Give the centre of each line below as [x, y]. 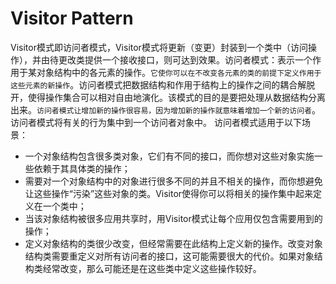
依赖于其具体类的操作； [82, 168]
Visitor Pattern [72, 18]
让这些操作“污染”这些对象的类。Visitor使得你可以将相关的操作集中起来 [169, 193]
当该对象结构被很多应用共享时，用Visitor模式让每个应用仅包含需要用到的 [173, 218]
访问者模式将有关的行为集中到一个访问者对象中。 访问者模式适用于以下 [156, 122]
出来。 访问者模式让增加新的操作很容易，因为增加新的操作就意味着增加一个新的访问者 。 [165, 109]
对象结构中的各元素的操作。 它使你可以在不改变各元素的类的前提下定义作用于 [179, 72]
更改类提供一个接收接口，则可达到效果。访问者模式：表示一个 [185, 59]
